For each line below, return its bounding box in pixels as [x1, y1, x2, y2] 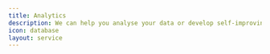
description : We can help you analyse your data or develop [8, 19, 215, 27]
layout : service [8, 33, 63, 42]
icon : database [8, 26, 59, 34]
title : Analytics [8, 11, 67, 20]
